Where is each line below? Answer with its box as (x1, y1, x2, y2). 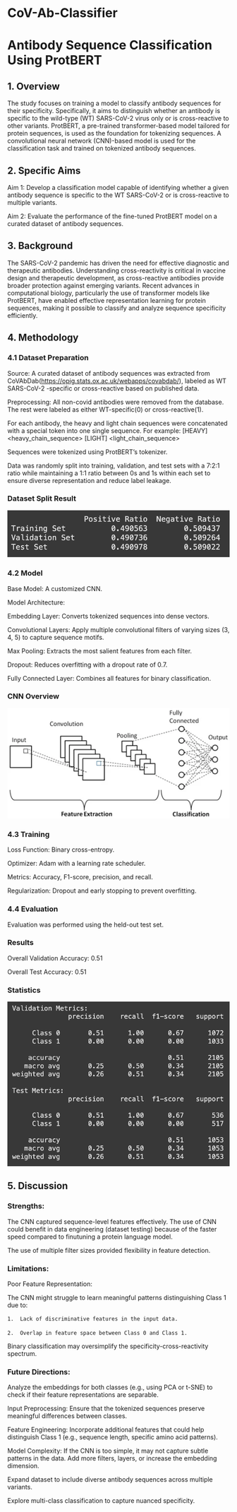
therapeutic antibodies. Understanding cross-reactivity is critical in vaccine (7, 266, 226, 275)
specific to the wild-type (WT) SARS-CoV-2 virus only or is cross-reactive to (7, 114, 229, 123)
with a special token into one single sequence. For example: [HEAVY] (7, 426, 208, 435)
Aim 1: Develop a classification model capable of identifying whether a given (7, 184, 229, 191)
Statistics (7, 985, 41, 995)
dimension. (7, 1462, 40, 1470)
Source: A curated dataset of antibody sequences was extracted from (7, 369, 210, 377)
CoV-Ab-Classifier (7, 5, 118, 21)
